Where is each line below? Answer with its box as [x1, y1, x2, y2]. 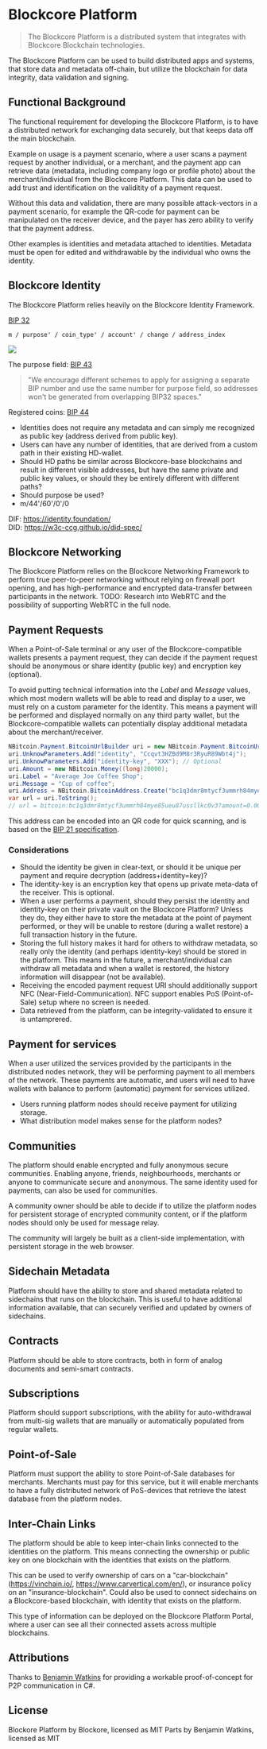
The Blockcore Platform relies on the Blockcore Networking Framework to [8, 567, 250, 576]
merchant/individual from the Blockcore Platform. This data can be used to [8, 174, 253, 184]
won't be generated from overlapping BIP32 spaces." [27, 392, 203, 401]
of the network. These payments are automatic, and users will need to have [8, 1075, 256, 1085]
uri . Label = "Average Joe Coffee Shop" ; [8, 772, 145, 780]
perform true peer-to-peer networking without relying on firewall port [8, 575, 235, 585]
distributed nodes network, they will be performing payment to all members [8, 1067, 256, 1077]
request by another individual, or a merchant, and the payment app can [8, 157, 242, 167]
